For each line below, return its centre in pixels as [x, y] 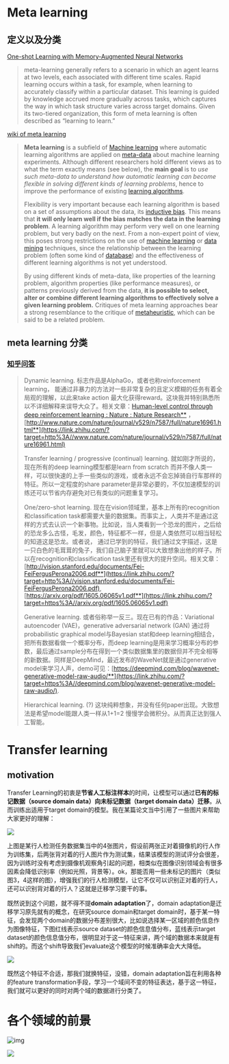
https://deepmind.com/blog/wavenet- [167, 668]
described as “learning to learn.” [69, 121]
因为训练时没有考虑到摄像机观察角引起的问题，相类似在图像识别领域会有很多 [115, 862]
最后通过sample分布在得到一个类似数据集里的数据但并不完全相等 [127, 651]
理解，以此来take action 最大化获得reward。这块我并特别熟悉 [128, 397]
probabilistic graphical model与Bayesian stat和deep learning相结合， [121, 634]
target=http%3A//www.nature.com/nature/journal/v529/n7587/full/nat [123, 437]
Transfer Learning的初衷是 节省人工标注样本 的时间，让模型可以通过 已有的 [110, 793]
